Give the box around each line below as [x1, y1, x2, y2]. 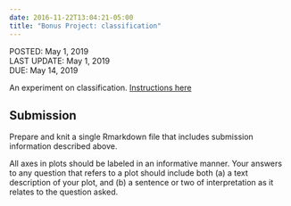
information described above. [9, 141, 118, 152]
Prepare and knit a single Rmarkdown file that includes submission [9, 131, 254, 143]
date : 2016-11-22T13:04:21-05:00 [9, 12, 134, 22]
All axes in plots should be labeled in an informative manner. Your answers [9, 158, 283, 169]
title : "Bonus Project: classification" [9, 21, 162, 30]
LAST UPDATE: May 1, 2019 [9, 55, 110, 66]
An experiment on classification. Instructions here [9, 82, 192, 93]
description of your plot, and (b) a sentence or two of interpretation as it [9, 177, 274, 188]
